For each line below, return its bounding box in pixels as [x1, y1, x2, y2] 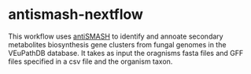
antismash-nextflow [8, 6, 144, 24]
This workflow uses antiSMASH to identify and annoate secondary [8, 31, 223, 41]
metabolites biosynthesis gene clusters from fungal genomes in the [8, 39, 227, 49]
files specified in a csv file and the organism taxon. [8, 57, 173, 66]
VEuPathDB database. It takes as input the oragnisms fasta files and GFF [8, 48, 244, 57]
